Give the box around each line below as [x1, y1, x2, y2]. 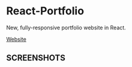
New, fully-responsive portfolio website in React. [6, 24, 126, 31]
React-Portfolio [6, 4, 85, 18]
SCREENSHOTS [6, 53, 66, 63]
